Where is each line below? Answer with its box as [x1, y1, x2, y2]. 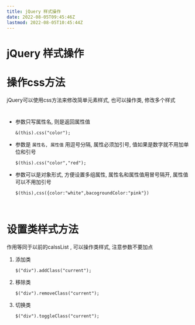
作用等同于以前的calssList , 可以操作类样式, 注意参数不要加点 [6, 243, 153, 250]
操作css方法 [6, 76, 66, 89]
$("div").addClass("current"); [15, 267, 92, 273]
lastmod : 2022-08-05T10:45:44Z [6, 19, 83, 25]
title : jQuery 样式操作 [6, 8, 61, 15]
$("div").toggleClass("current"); [15, 313, 100, 319]
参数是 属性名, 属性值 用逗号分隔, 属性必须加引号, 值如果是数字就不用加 [15, 140, 184, 148]
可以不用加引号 [15, 178, 52, 185]
